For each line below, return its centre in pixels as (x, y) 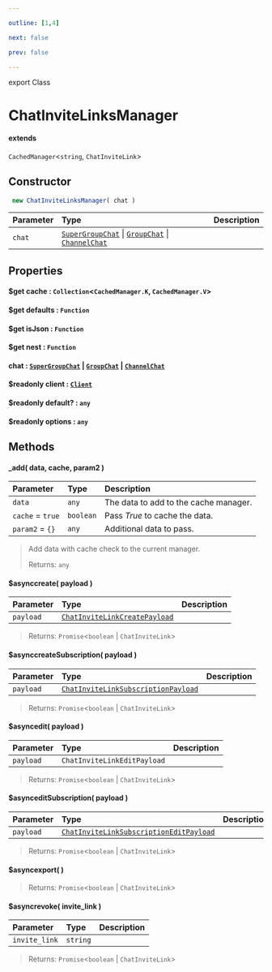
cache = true (36, 516)
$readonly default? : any (49, 403)
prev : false (28, 52)
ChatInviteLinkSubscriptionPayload (130, 689)
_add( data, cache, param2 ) (57, 467)
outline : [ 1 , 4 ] (34, 23)
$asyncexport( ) (36, 870)
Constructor (40, 182)
